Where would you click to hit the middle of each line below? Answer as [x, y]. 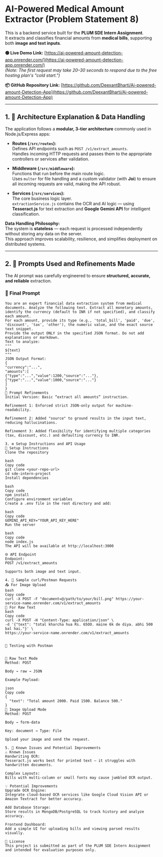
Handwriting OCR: [23, 756]
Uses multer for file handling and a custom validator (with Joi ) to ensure [84, 179]
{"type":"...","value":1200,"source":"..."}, [52, 375]
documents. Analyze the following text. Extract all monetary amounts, [79, 307]
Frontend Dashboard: [26, 824]
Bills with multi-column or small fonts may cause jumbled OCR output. [79, 777]
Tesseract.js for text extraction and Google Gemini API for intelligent [81, 209]
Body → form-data [23, 722]
